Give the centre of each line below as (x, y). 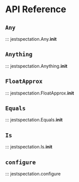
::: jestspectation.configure (33, 174)
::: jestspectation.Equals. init (34, 120)
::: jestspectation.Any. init (31, 39)
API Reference (36, 9)
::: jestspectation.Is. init (29, 147)
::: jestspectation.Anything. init (36, 66)
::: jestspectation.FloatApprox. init (40, 93)
